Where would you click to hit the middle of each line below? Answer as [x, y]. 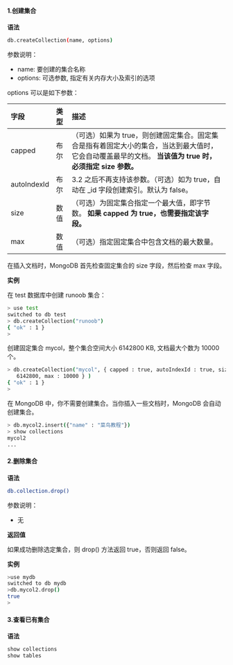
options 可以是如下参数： [43, 93]
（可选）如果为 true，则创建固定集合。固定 [142, 135]
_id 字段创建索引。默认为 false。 [140, 190]
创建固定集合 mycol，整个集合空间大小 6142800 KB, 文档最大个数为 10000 [113, 348]
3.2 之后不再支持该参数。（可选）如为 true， [143, 180]
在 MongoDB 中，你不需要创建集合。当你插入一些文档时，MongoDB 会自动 [114, 403]
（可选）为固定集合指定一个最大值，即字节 [141, 203]
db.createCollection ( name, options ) [60, 41]
